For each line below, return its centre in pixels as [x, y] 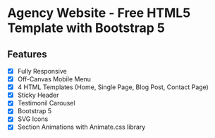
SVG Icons [33, 119]
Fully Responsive [42, 71]
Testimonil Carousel [46, 103]
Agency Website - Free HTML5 [99, 13]
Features [27, 54]
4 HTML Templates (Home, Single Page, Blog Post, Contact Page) [113, 87]
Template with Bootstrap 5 [86, 28]
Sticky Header [38, 95]
